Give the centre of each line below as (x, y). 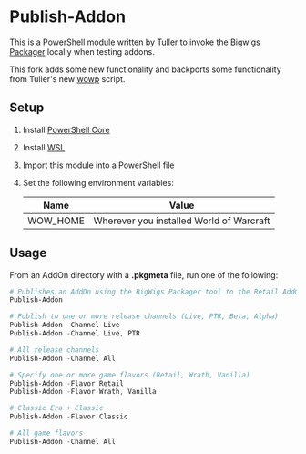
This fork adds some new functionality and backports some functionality (146, 69)
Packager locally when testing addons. (82, 51)
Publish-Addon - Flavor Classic (69, 417)
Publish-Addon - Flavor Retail (67, 383)
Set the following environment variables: (98, 182)
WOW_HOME (56, 221)
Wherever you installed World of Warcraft (182, 221)
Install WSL (44, 147)
